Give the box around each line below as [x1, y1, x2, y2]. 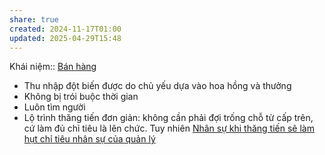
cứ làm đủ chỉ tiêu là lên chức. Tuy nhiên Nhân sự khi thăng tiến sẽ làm [23, 122, 315, 135]
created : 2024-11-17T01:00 [9, 24, 122, 34]
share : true [9, 14, 59, 25]
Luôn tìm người [23, 101, 86, 113]
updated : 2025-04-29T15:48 [9, 33, 122, 43]
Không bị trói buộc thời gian [23, 91, 139, 103]
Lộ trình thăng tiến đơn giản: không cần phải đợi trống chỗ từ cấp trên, [23, 112, 314, 124]
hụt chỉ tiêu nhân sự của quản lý [23, 133, 156, 145]
